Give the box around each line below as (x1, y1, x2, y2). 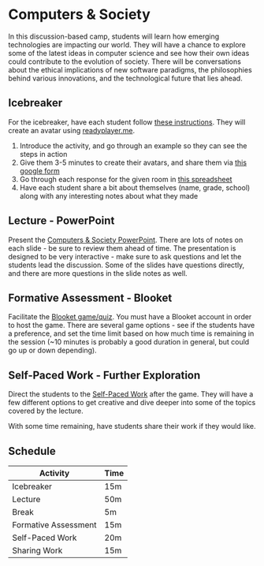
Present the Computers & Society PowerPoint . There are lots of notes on (8, 235, 244, 244)
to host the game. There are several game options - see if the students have (8, 321, 255, 330)
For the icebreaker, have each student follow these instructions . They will (8, 117, 246, 127)
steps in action (19, 149, 68, 158)
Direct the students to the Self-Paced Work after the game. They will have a (8, 389, 254, 399)
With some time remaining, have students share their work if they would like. (8, 422, 256, 431)
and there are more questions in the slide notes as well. (8, 268, 188, 277)
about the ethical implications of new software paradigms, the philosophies (8, 65, 252, 74)
